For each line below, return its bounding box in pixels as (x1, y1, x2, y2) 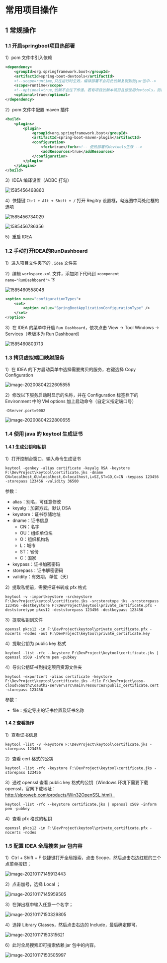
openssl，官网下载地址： (5, 785, 56, 792)
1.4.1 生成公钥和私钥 (5, 444, 46, 450)
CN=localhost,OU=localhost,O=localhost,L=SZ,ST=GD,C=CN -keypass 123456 (5, 475, 159, 480)
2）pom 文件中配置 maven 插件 (5, 106, 70, 112)
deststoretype (5, 607, 35, 612)
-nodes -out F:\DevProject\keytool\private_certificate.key (23, 631, 150, 636)
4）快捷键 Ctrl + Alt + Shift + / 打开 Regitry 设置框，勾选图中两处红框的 (5, 198, 160, 204)
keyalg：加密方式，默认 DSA (12, 505, 71, 511)
